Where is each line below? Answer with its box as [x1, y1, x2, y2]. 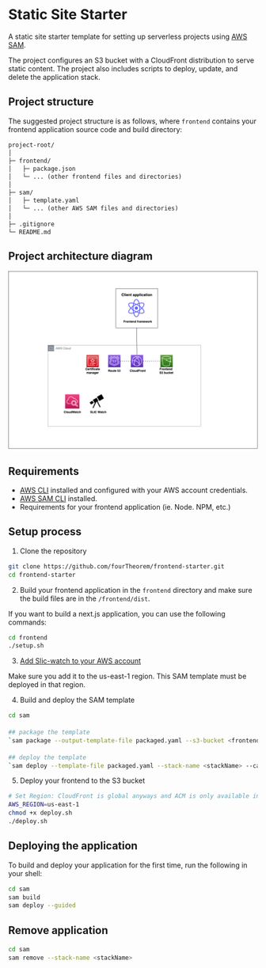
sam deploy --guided [8, 902, 77, 909]
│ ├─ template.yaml [8, 196, 80, 204]
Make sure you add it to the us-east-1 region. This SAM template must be [8, 671, 247, 681]
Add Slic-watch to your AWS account [19, 656, 141, 666]
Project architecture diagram [8, 249, 153, 263]
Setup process [8, 525, 82, 539]
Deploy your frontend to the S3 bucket [19, 776, 145, 785]
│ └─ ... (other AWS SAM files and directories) [8, 204, 179, 212]
